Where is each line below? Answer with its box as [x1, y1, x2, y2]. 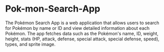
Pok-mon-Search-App [5, 3, 100, 15]
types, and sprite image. [5, 41, 56, 47]
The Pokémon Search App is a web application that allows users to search [5, 20, 159, 26]
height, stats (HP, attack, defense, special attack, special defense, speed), [5, 36, 160, 42]
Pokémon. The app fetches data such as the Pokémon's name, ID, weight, [5, 30, 159, 36]
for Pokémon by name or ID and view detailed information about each [5, 25, 150, 31]
